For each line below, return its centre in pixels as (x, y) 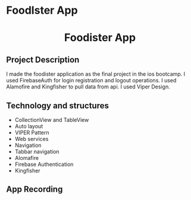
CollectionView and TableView (52, 120)
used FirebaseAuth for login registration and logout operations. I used (91, 81)
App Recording (35, 190)
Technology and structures (57, 105)
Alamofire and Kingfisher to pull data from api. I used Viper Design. (88, 87)
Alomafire (27, 158)
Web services (32, 139)
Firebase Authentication (44, 164)
